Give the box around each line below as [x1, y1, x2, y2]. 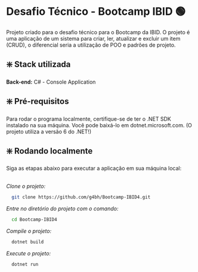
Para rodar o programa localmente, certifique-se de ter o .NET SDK [6, 115, 171, 123]
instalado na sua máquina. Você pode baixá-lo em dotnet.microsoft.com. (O [6, 121, 193, 129]
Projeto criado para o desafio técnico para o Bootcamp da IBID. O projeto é [6, 28, 190, 36]
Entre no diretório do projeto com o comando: [6, 205, 119, 212]
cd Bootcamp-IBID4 [11, 216, 58, 223]
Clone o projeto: [6, 183, 46, 190]
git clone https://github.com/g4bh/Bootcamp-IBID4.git [11, 194, 151, 200]
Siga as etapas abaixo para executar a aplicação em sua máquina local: [6, 165, 182, 172]
